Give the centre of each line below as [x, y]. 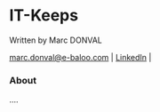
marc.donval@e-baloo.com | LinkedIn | [80, 57]
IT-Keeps [44, 16]
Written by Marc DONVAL [56, 40]
